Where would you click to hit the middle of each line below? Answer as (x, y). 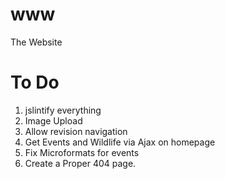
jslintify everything (63, 110)
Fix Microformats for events (82, 152)
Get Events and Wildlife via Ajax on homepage (120, 142)
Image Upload (53, 120)
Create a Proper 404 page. (80, 163)
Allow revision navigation (76, 131)
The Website (36, 42)
